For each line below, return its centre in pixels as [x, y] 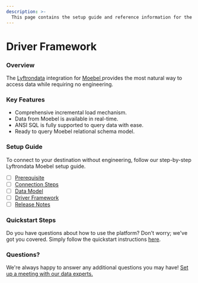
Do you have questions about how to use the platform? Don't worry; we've [97, 233]
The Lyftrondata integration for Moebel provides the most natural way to [94, 78]
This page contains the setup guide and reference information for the [102, 17]
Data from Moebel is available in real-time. [66, 119]
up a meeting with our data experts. [49, 274]
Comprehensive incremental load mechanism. [71, 113]
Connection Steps [37, 184]
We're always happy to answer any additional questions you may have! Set [97, 268]
